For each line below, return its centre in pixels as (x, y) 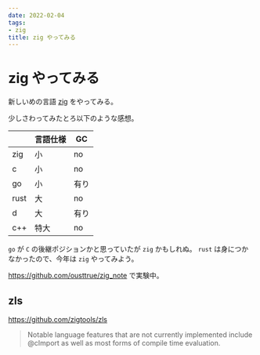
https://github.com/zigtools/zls (58, 319)
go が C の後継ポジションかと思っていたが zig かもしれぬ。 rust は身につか (128, 249)
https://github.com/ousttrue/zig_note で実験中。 (86, 276)
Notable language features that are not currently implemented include (140, 335)
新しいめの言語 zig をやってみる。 (63, 102)
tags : (17, 23)
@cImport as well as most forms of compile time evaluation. (124, 343)
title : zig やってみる (42, 37)
